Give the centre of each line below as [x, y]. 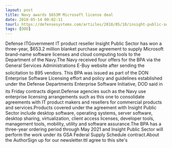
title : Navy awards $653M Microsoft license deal [59, 15]
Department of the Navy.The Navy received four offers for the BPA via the [83, 60]
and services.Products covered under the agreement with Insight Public [81, 108]
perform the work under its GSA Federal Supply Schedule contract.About [82, 135]
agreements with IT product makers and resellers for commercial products [84, 102]
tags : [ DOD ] [18, 29]
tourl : [12, 24]
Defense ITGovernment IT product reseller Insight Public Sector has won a [84, 43]
